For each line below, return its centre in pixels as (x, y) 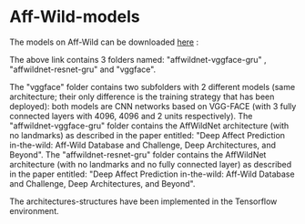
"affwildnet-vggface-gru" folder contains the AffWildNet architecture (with (149, 126)
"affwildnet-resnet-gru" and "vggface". (83, 69)
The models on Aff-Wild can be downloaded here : (104, 42)
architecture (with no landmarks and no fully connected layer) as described (151, 164)
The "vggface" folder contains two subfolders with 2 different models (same (152, 87)
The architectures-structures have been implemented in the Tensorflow (143, 201)
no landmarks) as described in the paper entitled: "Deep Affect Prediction (147, 135)
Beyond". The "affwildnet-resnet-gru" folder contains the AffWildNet (138, 154)
